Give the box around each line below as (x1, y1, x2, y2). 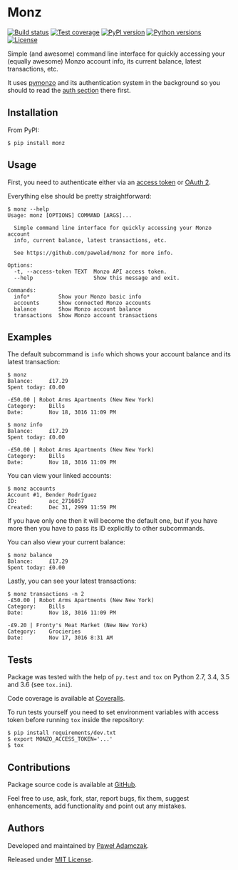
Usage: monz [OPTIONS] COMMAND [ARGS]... (7, 211, 133, 219)
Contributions (7, 761, 71, 774)
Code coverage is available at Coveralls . (7, 694, 125, 703)
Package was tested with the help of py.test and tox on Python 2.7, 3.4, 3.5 (7, 673, 230, 681)
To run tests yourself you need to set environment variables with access (7, 708, 219, 716)
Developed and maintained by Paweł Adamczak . (7, 841, 150, 850)
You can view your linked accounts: (7, 471, 112, 480)
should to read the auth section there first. (7, 86, 131, 94)
